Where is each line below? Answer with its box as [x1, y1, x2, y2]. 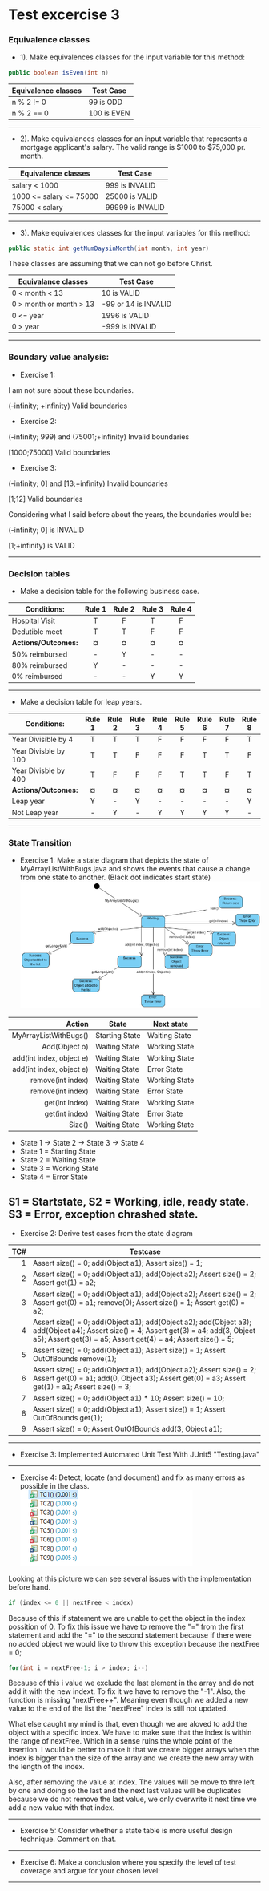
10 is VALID [101, 289, 140, 298]
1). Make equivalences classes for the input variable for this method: [19, 52, 246, 62]
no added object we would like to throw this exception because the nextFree [8, 1638, 260, 1648]
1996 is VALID [101, 310, 150, 320]
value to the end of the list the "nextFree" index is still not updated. [8, 1703, 228, 1713]
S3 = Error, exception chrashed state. [8, 1207, 199, 1221]
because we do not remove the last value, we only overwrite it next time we [8, 1794, 258, 1804]
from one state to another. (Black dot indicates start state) [19, 872, 211, 883]
